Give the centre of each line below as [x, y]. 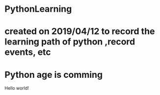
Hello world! [17, 88]
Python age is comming [54, 75]
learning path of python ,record [70, 42]
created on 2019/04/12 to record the [80, 32]
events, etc [28, 52]
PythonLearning [38, 9]
